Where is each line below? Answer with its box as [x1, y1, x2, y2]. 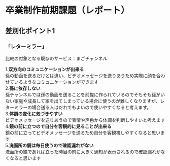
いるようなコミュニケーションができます [14, 79, 99, 85]
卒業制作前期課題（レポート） [5, 5, 130, 16]
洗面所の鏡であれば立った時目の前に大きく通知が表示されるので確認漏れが [5, 148, 161, 155]
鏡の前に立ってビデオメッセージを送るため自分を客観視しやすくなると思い [5, 129, 161, 136]
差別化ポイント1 [5, 26, 55, 35]
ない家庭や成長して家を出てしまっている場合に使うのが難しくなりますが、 [5, 97, 161, 104]
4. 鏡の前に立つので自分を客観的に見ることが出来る [5, 123, 112, 129]
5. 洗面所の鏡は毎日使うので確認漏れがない [5, 142, 94, 148]
